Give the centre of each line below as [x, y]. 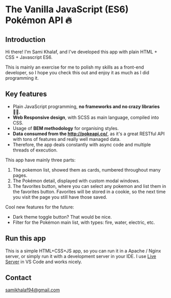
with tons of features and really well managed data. [67, 139]
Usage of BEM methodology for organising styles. [66, 128]
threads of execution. [35, 150]
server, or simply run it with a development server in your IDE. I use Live [81, 256]
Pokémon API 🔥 [39, 20]
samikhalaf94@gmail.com [33, 290]
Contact [18, 278]
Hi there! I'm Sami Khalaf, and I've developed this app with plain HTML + [81, 52]
